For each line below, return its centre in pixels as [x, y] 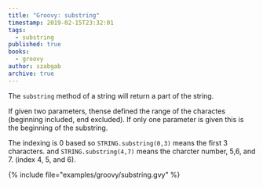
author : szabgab [35, 67]
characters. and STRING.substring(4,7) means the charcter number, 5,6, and [132, 151]
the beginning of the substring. [58, 128]
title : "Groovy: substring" [54, 15]
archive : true [31, 74]
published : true [35, 45]
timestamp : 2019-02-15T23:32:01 [61, 23]
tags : [17, 30]
